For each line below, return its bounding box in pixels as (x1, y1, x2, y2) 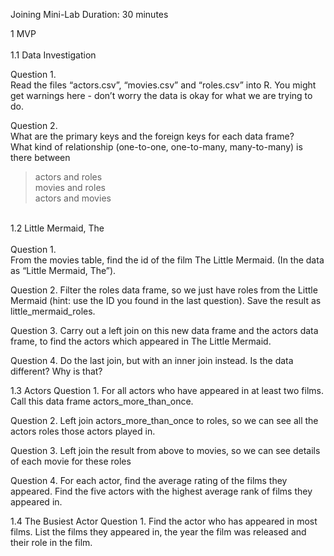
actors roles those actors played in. (10, 425, 156, 437)
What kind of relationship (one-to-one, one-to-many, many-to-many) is (10, 141, 303, 153)
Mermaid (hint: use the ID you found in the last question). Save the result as (10, 295, 322, 306)
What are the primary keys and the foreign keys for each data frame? (10, 130, 295, 142)
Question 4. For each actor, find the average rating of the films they (10, 475, 288, 486)
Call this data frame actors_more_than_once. (10, 395, 194, 407)
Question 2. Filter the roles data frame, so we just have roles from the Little (10, 284, 318, 296)
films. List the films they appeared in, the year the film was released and (10, 526, 307, 538)
